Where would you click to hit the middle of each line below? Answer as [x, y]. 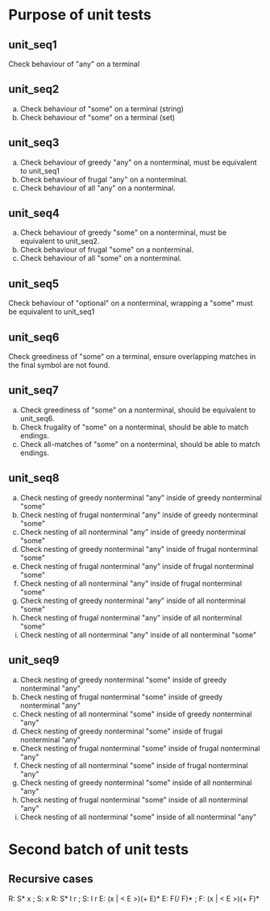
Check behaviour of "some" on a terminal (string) [102, 109]
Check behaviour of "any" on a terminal [74, 64]
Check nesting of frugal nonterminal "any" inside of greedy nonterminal [139, 515]
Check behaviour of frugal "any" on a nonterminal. [104, 179]
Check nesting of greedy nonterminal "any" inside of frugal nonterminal [139, 549]
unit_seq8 [34, 478]
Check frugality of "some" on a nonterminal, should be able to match [134, 427]
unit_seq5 [34, 284]
